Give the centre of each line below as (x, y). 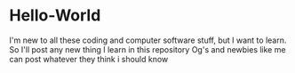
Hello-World (55, 16)
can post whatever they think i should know (89, 59)
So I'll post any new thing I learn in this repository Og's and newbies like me (147, 49)
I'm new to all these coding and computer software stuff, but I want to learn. (148, 40)
